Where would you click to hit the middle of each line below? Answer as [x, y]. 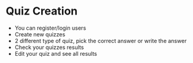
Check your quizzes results [49, 47]
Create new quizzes [40, 34]
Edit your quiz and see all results [56, 53]
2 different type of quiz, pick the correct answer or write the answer [100, 41]
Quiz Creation [42, 11]
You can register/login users [50, 28]
